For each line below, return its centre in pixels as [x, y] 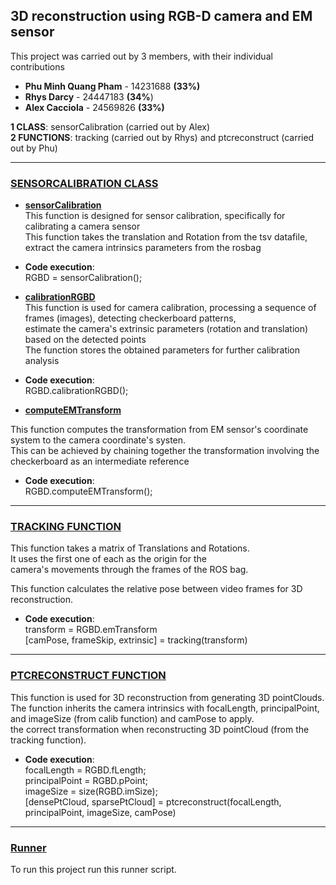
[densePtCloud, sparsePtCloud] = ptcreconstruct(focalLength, [153, 801]
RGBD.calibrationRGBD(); [76, 391]
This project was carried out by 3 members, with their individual [141, 56]
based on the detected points [85, 340]
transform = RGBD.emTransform [91, 630]
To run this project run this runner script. [93, 869]
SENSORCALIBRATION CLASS [84, 183]
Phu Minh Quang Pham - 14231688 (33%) [112, 86]
